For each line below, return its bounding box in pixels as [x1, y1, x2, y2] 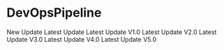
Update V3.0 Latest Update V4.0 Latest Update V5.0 [6, 35, 157, 43]
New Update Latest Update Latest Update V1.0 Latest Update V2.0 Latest [6, 28, 217, 36]
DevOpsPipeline [6, 5, 102, 21]
